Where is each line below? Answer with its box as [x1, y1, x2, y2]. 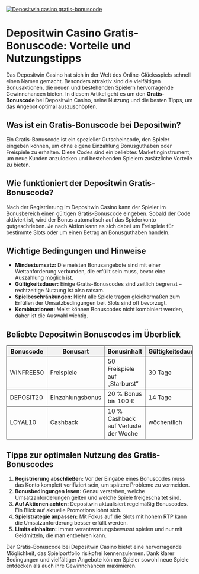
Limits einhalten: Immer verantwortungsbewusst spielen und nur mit [14, 526, 183, 532]
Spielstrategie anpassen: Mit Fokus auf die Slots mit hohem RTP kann [14, 513, 187, 520]
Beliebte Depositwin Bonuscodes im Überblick [6, 329, 181, 339]
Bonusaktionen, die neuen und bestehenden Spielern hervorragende [6, 84, 174, 91]
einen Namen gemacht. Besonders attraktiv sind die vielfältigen [6, 77, 161, 84]
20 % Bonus [107, 390, 142, 398]
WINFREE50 [9, 368, 44, 377]
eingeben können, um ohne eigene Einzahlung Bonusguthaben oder [6, 142, 172, 149]
